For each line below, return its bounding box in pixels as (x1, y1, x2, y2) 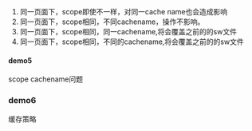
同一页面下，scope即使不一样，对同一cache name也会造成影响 (19, 7, 228, 16)
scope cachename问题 (8, 74, 84, 84)
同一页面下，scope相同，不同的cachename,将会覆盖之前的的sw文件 (19, 37, 245, 46)
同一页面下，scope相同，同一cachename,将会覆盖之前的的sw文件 (19, 27, 238, 36)
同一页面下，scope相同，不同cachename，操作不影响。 (19, 17, 205, 26)
